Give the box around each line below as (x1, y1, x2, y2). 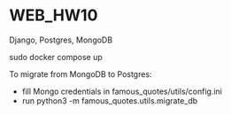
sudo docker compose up (9, 51, 104, 62)
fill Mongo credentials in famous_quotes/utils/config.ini (21, 86, 223, 96)
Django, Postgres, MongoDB (9, 34, 113, 45)
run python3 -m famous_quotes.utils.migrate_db (21, 95, 198, 106)
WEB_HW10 (9, 5, 98, 26)
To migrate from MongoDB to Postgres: (9, 68, 152, 80)
